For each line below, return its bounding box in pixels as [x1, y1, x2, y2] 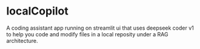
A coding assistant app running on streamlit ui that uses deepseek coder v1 [6, 24, 194, 31]
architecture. [6, 37, 38, 44]
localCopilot [6, 4, 68, 18]
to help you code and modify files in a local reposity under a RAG [6, 30, 168, 38]
